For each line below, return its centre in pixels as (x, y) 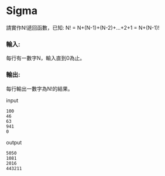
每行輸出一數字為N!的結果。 (39, 88)
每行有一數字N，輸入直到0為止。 (46, 58)
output (14, 142)
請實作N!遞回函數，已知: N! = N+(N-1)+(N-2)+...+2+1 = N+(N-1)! (83, 27)
